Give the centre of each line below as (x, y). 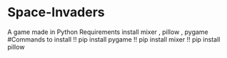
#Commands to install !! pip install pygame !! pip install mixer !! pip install (114, 39)
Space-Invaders (56, 12)
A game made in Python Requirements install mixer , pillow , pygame (108, 32)
